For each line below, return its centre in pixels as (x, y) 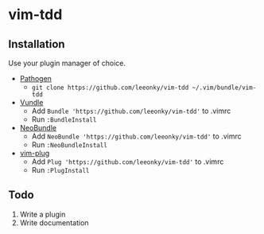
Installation (37, 44)
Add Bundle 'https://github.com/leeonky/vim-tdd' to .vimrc (131, 111)
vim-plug (35, 153)
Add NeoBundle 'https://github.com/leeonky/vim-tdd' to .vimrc (136, 136)
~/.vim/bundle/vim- (224, 88)
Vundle (31, 102)
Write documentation (54, 222)
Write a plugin (43, 214)
